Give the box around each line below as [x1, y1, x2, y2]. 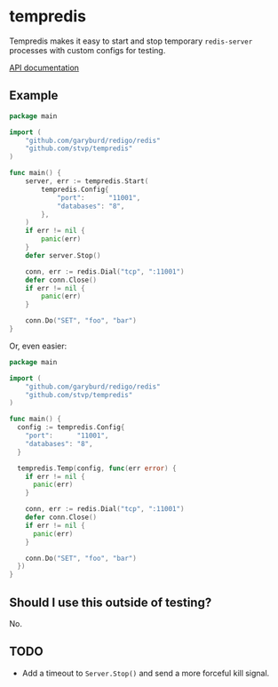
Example [9, 88, 59, 103]
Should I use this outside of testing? [9, 595, 212, 610]
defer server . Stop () [25, 251, 101, 260]
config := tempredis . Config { [17, 423, 125, 432]
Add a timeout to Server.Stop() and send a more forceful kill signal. [21, 667, 270, 678]
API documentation [9, 62, 80, 73]
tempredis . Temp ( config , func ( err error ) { [17, 464, 177, 473]
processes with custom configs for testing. [9, 44, 166, 55]
